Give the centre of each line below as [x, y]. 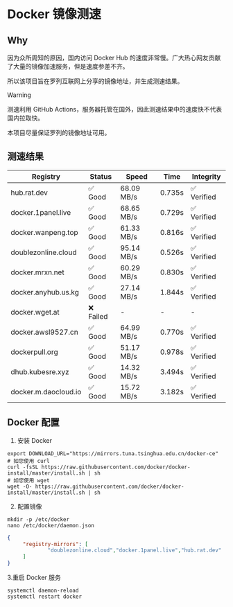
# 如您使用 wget [28, 480]
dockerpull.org [35, 352]
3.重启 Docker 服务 [34, 577]
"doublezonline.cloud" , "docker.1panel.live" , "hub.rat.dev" [135, 551]
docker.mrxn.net [37, 272]
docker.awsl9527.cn [44, 332]
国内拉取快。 [25, 118]
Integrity [206, 176]
